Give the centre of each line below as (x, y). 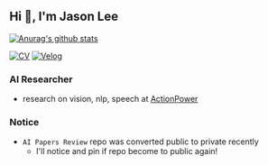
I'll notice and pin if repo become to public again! (127, 151)
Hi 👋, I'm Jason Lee (64, 17)
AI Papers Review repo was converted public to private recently (140, 142)
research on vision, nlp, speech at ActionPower (110, 99)
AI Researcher (42, 79)
